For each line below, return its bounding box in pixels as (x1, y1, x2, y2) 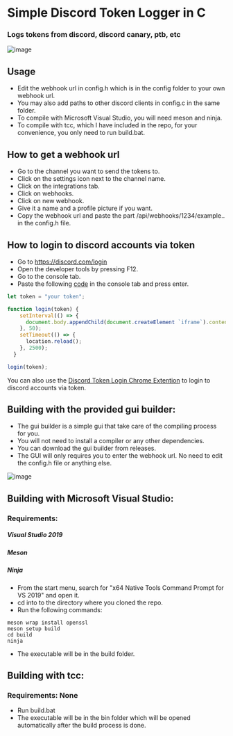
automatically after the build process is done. (17, 721, 147, 730)
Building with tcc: (7, 669, 85, 681)
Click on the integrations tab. (17, 182, 101, 191)
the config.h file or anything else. (17, 459, 112, 467)
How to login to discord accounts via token (7, 239, 196, 251)
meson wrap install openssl (7, 619, 89, 626)
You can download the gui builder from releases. (17, 444, 157, 453)
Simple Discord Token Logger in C (7, 5, 206, 21)
